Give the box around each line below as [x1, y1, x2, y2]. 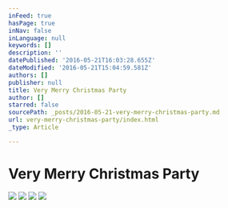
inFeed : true [8, 11, 52, 20]
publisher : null [8, 78, 62, 86]
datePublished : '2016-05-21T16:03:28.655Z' [8, 57, 156, 65]
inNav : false [8, 26, 52, 34]
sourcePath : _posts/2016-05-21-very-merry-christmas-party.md [8, 109, 220, 117]
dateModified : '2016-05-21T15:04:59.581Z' [8, 64, 152, 72]
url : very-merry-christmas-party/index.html [8, 116, 159, 124]
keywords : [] [8, 42, 52, 50]
